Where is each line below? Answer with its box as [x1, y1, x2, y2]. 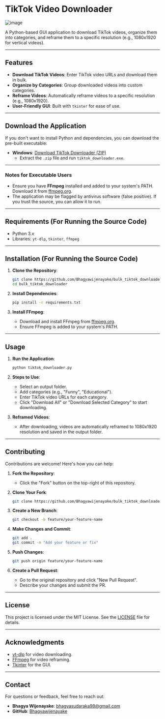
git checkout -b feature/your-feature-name [12, 517, 103, 522]
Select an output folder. [19, 384, 67, 389]
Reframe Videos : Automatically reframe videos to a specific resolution [12, 92, 155, 98]
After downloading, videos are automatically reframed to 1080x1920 [19, 423, 157, 429]
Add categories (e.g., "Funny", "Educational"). [19, 389, 113, 394]
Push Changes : [12, 549, 44, 555]
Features [5, 59, 33, 67]
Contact [5, 681, 30, 689]
